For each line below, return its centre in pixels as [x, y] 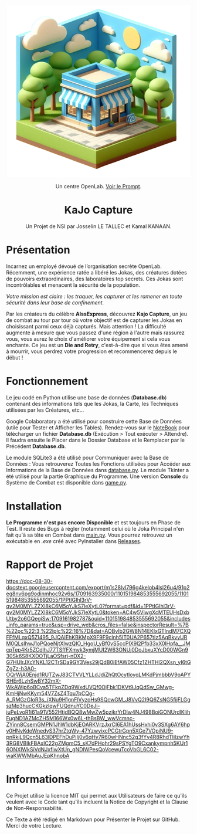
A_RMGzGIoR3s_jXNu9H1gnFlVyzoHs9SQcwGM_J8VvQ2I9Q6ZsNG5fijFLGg [98, 699]
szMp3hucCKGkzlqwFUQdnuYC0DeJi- [53, 706]
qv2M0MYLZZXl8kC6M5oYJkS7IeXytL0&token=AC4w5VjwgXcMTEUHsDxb [98, 612]
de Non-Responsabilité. [35, 808]
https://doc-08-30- [29, 581]
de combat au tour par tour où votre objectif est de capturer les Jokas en [94, 320]
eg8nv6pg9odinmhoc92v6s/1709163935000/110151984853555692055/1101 [97, 594]
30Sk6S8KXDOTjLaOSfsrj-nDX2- [46, 656]
